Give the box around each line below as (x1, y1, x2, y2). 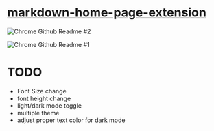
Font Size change (16, 87, 67, 95)
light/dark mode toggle (16, 101, 82, 110)
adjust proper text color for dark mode (16, 116, 126, 124)
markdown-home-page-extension (7, 5, 207, 20)
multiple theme (16, 108, 60, 117)
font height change (16, 94, 71, 102)
